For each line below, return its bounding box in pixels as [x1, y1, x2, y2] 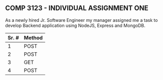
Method [23, 34, 43, 41]
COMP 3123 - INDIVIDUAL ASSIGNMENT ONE [5, 4, 149, 12]
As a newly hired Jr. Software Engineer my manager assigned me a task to [5, 17, 158, 23]
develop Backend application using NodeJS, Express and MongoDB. [5, 22, 146, 28]
